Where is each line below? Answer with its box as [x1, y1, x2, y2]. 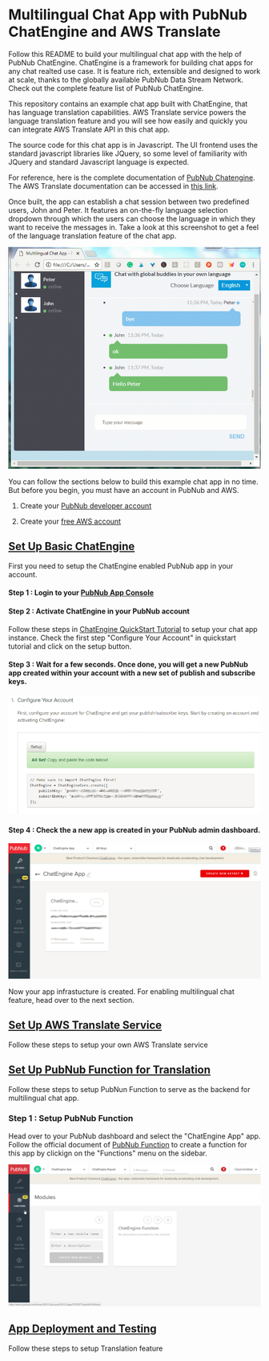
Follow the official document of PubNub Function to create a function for [8, 1139, 247, 1149]
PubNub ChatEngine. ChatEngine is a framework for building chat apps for [8, 58, 254, 67]
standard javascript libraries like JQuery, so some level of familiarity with [8, 149, 248, 158]
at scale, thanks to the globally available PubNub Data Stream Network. [8, 75, 244, 84]
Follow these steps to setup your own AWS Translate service [8, 1040, 208, 1049]
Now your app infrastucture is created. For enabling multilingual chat [8, 986, 235, 996]
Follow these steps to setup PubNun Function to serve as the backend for [8, 1084, 251, 1094]
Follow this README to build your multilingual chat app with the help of [8, 49, 242, 59]
